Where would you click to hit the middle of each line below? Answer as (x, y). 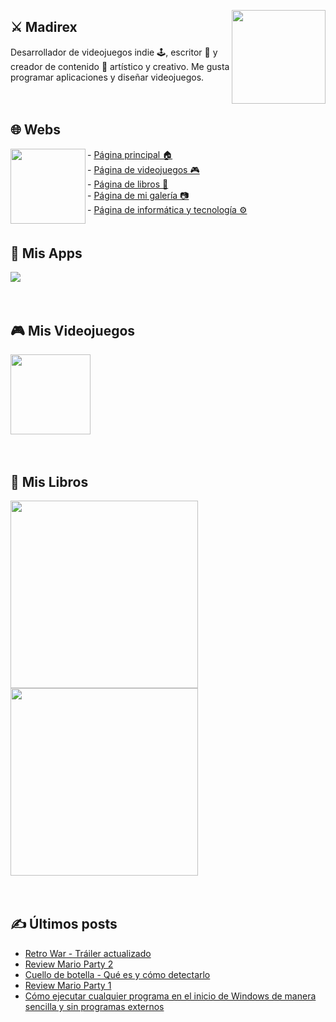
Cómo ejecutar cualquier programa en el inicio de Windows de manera (170, 996)
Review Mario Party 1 (68, 985)
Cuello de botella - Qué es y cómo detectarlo (117, 974)
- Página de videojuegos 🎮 (143, 169)
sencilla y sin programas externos (94, 1006)
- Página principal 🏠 (130, 154)
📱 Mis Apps (46, 253)
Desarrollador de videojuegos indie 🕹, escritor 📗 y (114, 52)
